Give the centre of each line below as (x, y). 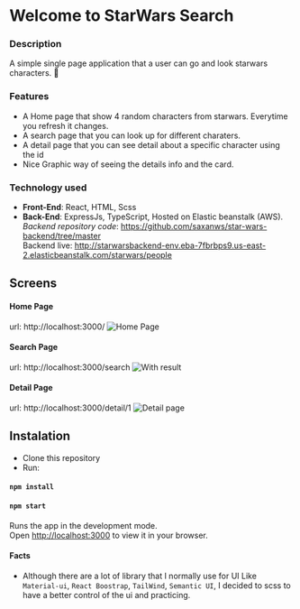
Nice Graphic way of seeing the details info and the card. (128, 164)
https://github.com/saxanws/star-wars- (194, 226)
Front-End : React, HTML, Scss (79, 208)
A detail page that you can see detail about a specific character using (151, 144)
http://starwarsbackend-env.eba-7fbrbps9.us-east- (170, 245)
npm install (32, 487)
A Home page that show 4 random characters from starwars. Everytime (155, 116)
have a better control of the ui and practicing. (106, 595)
